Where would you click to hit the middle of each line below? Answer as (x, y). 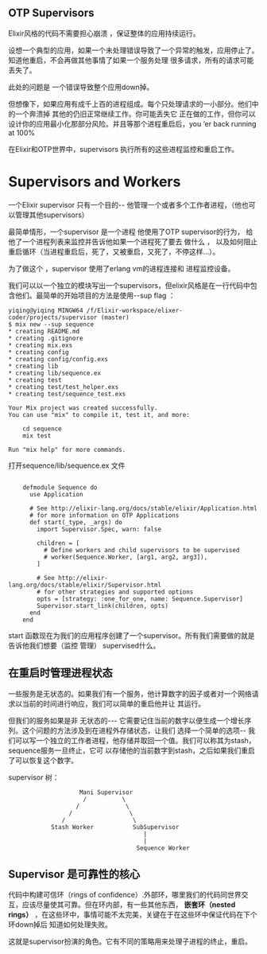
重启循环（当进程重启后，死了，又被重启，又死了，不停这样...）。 (114, 251)
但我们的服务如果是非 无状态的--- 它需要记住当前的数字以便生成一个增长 (126, 720)
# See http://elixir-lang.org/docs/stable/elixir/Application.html (143, 508)
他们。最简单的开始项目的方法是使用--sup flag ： (95, 295)
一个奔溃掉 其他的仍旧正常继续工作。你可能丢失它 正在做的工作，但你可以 (135, 114)
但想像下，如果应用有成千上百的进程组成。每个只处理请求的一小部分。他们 (130, 103)
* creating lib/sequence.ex (55, 373)
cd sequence (42, 429)
